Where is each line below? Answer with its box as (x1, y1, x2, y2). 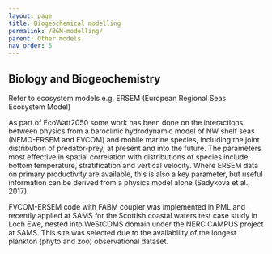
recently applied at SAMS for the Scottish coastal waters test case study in (8, 210, 257, 220)
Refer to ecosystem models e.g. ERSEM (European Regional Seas (8, 93, 227, 103)
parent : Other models (8, 34, 82, 43)
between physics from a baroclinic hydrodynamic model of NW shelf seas (8, 126, 255, 136)
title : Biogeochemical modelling (8, 19, 121, 28)
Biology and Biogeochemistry (8, 72, 161, 86)
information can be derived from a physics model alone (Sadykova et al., (8, 177, 251, 187)
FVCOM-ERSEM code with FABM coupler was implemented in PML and (8, 201, 245, 211)
